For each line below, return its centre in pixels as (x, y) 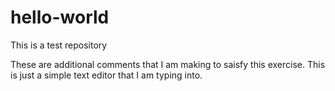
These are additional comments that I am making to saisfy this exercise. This (168, 64)
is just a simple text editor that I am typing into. (106, 75)
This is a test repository (59, 45)
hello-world (60, 17)
